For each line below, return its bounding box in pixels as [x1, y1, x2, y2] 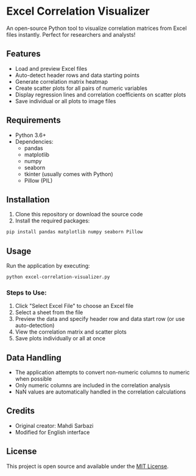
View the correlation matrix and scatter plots [15, 328, 127, 335]
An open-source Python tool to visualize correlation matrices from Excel [6, 24, 187, 32]
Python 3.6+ [15, 131, 47, 139]
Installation [6, 194, 50, 205]
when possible [15, 375, 52, 383]
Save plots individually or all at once [15, 335, 105, 342]
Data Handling [6, 353, 62, 363]
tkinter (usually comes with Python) [24, 170, 114, 178]
